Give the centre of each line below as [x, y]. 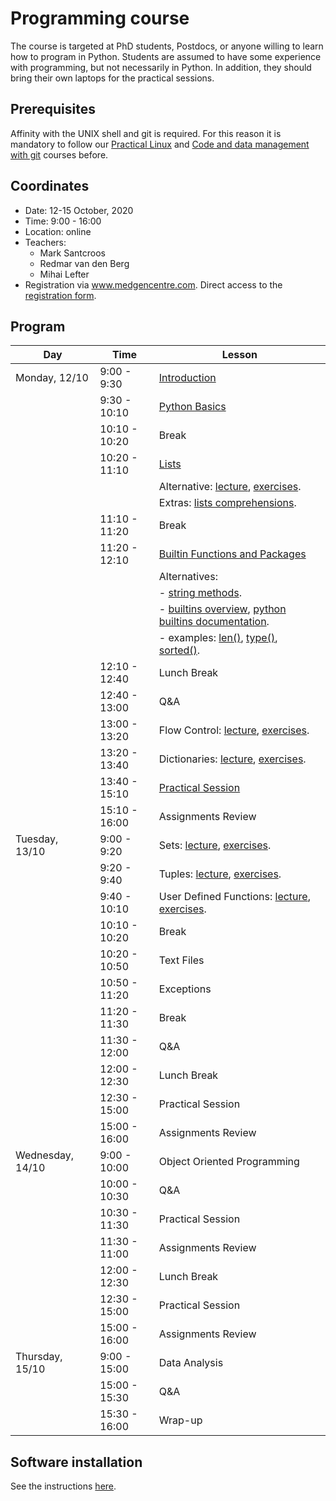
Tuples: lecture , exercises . [220, 874]
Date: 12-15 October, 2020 [79, 210]
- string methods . [200, 593]
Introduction [187, 378]
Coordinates [50, 186]
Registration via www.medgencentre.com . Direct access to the [153, 284]
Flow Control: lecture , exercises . [234, 730]
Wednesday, [45, 1155]
